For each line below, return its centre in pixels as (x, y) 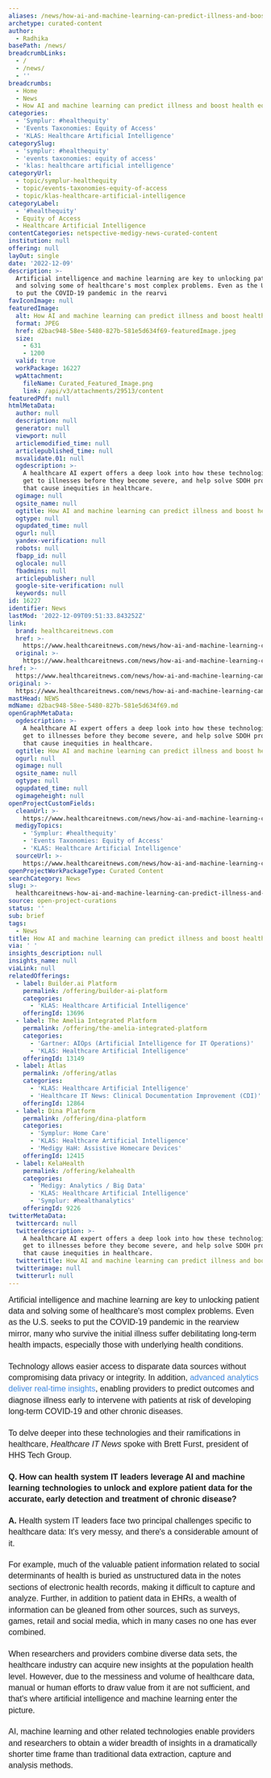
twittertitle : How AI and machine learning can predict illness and (133, 1261)
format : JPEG (38, 323)
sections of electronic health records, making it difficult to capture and (132, 1587)
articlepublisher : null (55, 578)
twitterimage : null (48, 1268)
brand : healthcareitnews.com (65, 631)
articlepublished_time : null (65, 451)
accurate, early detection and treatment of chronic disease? (123, 1499)
